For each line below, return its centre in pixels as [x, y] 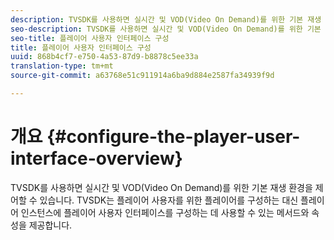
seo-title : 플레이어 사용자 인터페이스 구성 [90, 38]
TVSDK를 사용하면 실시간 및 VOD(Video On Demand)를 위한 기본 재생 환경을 [161, 187]
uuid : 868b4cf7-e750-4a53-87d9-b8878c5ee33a [104, 57]
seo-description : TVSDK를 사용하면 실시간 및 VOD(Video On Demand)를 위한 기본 [166, 29]
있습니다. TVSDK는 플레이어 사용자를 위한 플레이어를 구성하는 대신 [169, 200]
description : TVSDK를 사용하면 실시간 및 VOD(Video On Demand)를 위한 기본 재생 [166, 19]
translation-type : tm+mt [62, 66]
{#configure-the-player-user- [173, 137]
